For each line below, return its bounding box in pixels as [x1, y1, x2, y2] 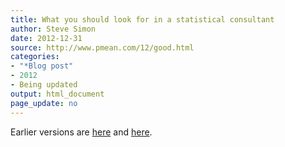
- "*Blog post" [10, 61, 74, 71]
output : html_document [10, 89, 105, 99]
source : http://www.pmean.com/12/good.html [10, 42, 195, 53]
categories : [10, 52, 60, 62]
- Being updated [10, 80, 78, 90]
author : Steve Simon [10, 24, 97, 34]
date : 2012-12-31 [10, 33, 83, 43]
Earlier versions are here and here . [10, 126, 153, 138]
